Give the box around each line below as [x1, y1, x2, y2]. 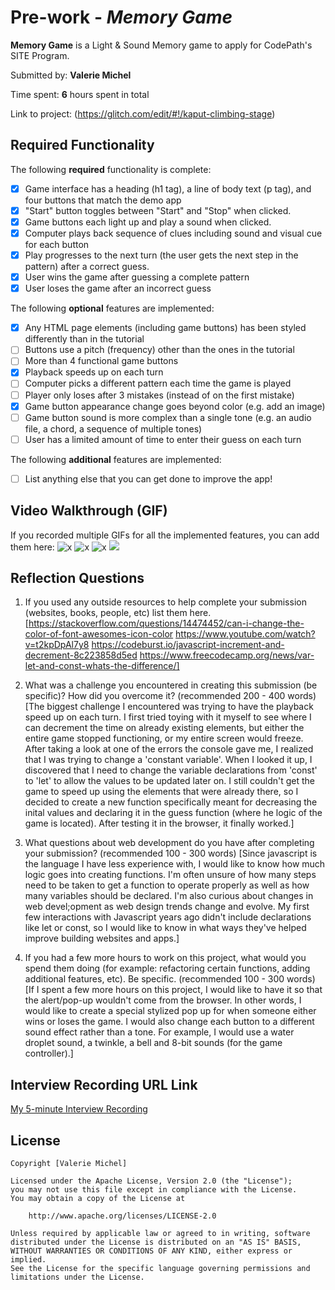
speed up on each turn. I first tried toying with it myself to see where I [24, 711, 312, 723]
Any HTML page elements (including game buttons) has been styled [24, 322, 307, 334]
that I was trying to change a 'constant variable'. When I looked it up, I [24, 754, 313, 766]
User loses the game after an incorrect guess [24, 282, 212, 295]
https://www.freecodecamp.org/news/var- [139, 649, 315, 661]
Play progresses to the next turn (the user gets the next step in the [24, 249, 299, 261]
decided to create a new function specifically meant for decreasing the [24, 796, 318, 808]
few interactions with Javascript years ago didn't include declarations [24, 911, 312, 923]
